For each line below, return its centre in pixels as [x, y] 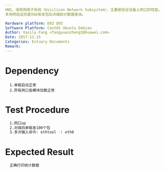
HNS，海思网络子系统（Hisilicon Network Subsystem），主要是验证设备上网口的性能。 [84, 10]
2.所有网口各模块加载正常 [32, 90]
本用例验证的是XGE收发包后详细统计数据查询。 [45, 14]
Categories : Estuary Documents [37, 42]
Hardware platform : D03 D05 [34, 23]
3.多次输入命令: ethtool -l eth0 [42, 132]
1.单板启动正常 [23, 85]
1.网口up [18, 123]
